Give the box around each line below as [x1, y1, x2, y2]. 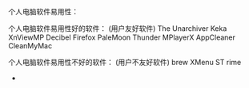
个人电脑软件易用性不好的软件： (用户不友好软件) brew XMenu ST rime [8, 58, 242, 67]
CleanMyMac [8, 41, 53, 50]
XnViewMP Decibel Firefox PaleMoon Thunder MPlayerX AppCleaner [8, 33, 236, 42]
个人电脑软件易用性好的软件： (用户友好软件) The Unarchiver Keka [8, 24, 227, 33]
